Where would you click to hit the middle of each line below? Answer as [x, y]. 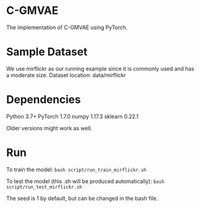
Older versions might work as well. [49, 128]
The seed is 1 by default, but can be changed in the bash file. [82, 198]
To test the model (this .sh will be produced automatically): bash [85, 181]
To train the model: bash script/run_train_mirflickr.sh [76, 169]
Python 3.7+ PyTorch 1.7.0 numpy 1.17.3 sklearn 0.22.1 [73, 116]
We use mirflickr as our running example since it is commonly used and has [100, 69]
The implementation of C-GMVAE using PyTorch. [67, 27]
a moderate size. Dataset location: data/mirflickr [66, 75]
